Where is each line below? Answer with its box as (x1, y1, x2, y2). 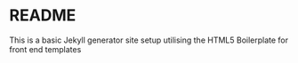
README (9, 5, 77, 26)
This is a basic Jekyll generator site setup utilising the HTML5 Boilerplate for (9, 35, 289, 45)
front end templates (9, 43, 82, 54)
